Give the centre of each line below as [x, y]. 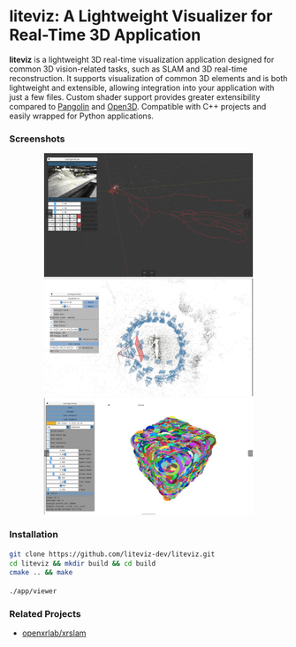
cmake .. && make [41, 573]
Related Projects [45, 614]
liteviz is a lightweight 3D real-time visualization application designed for [142, 59]
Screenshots [37, 139]
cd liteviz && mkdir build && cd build [83, 563]
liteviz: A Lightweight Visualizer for [141, 16]
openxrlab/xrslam [54, 633]
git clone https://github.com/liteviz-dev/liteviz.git [112, 554]
